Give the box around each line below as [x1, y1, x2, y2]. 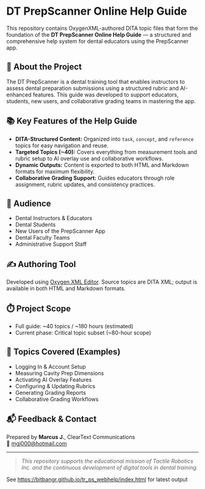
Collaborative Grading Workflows [15, 395, 99, 403]
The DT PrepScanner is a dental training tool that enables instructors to [6, 78, 185, 85]
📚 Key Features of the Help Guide [6, 116, 137, 127]
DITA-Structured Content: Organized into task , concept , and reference [15, 135, 194, 142]
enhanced [6, 90, 32, 98]
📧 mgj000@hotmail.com [6, 439, 67, 447]
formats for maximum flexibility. [15, 167, 95, 175]
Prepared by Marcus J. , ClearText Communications [6, 433, 135, 441]
